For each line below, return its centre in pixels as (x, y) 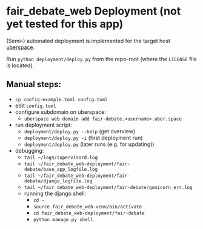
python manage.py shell (63, 219)
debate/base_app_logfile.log (61, 169)
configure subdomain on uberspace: (61, 112)
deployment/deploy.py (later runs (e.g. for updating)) (89, 144)
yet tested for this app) (65, 24)
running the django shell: (55, 193)
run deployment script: (43, 125)
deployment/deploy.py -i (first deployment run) (83, 138)
